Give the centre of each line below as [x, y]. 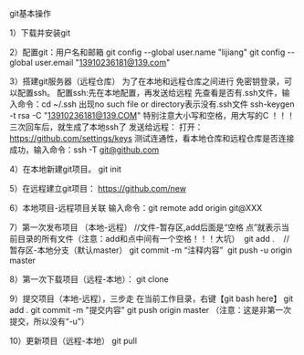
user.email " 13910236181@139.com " [103, 63]
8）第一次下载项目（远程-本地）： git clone [89, 279]
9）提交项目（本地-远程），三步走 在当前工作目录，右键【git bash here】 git [152, 298]
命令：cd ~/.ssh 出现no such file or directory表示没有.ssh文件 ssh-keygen [156, 104]
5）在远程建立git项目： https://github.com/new [98, 188]
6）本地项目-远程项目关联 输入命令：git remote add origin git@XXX [136, 208]
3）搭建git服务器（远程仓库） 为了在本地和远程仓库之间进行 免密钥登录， [147, 81]
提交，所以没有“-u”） [49, 321]
